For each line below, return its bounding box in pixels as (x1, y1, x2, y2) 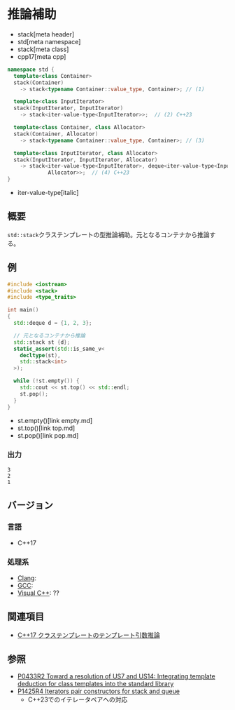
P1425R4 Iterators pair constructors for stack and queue (17, 687, 180, 695)
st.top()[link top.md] (17, 424, 76, 432)
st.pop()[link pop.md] (17, 431, 79, 439)
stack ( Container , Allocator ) (13, 130, 99, 138)
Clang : (17, 573, 37, 582)
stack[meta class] (17, 45, 69, 53)
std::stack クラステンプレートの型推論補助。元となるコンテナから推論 (7, 230, 210, 239)
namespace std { (7, 66, 55, 73)
